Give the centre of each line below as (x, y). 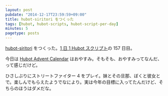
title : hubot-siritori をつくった (40, 19)
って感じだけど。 (23, 65)
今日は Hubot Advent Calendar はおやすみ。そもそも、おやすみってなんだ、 (84, 59)
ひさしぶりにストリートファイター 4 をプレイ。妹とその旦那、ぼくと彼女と (83, 76)
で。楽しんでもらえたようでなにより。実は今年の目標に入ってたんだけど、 (82, 82)
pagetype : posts (22, 33)
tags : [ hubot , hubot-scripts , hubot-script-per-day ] (62, 24)
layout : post (19, 10)
